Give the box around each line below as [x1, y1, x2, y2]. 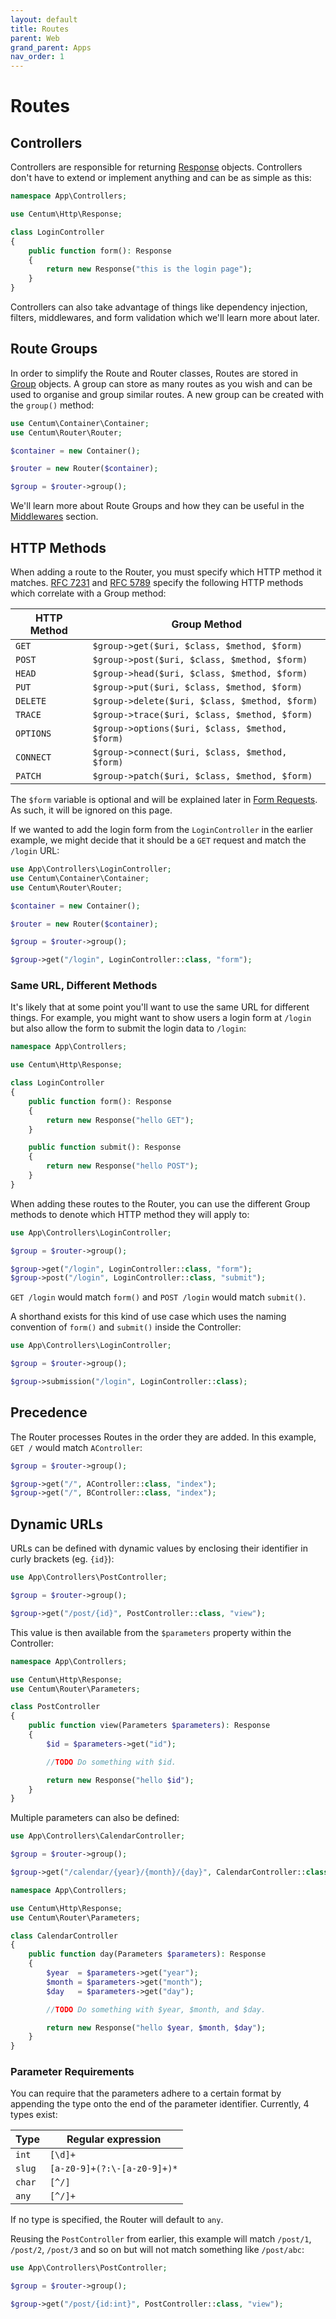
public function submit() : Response [28, 1142, 182, 1153]
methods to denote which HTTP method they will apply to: [10, 1208, 250, 1220]
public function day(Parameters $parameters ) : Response [28, 1949, 267, 1960]
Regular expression [66, 2132, 162, 2146]
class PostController [10, 1702, 101, 1712]
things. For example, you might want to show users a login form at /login [10, 1012, 312, 1024]
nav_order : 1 [10, 52, 65, 62]
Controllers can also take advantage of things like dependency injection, [10, 301, 308, 313]
